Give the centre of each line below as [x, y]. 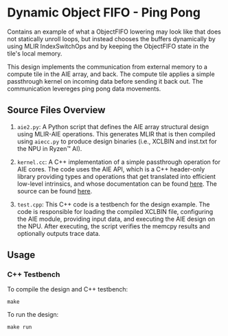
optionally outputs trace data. [59, 233]
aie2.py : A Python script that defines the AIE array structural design [113, 127]
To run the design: [33, 315]
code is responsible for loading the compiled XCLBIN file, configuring [115, 211]
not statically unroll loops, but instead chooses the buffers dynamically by [112, 38]
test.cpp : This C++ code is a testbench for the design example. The [113, 204]
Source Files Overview [56, 110]
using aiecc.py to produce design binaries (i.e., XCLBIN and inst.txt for [117, 141]
